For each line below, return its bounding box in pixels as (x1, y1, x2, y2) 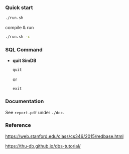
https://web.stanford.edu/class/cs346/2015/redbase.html (5, 133, 124, 139)
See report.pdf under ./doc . (5, 109, 64, 115)
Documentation (5, 98, 44, 105)
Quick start (5, 4, 34, 11)
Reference (5, 122, 31, 129)
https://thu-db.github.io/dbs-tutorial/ (5, 143, 81, 149)
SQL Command (5, 46, 43, 53)
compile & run (5, 25, 34, 31)
